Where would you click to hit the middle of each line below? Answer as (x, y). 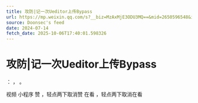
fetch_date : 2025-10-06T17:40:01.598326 (57, 34)
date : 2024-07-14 (27, 28)
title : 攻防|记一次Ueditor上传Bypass (49, 11)
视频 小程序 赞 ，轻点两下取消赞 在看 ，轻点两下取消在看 (74, 94)
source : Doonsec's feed (35, 22)
